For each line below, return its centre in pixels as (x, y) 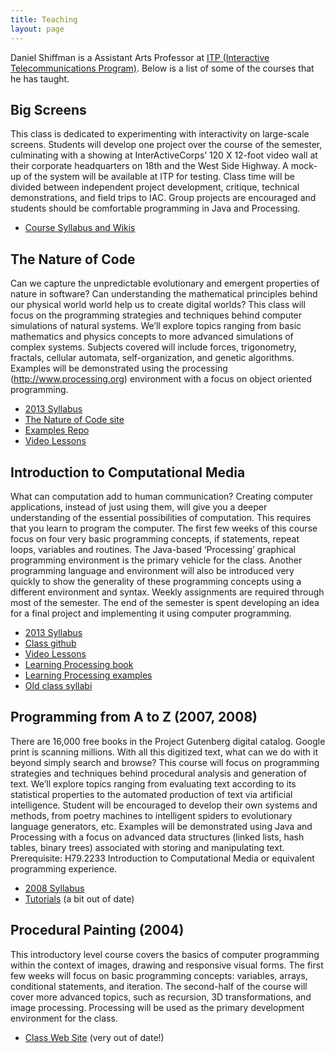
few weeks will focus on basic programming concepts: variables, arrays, (159, 975)
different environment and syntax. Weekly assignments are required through (167, 592)
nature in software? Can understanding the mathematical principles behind (164, 294)
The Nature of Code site (74, 420)
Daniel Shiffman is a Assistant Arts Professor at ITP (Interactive (140, 57)
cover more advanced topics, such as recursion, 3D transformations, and (161, 997)
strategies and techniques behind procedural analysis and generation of (158, 773)
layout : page (37, 29)
